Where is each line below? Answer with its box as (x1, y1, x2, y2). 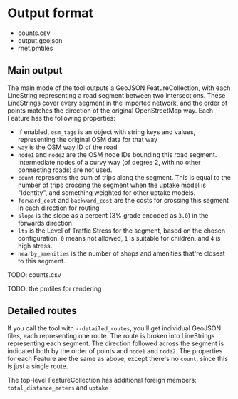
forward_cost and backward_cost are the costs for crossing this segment (17, 196, 229, 204)
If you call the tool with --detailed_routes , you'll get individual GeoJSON (7, 323, 222, 333)
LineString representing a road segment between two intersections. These (7, 91, 226, 99)
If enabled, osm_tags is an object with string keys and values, (17, 127, 196, 136)
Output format (7, 5, 94, 21)
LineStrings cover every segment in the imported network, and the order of (7, 99, 228, 107)
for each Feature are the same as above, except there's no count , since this (7, 354, 228, 363)
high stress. (17, 241, 53, 250)
